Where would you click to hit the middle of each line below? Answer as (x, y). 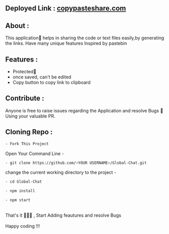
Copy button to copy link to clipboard (51, 82)
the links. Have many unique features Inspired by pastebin (66, 43)
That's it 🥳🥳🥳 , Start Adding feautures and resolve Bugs (63, 215)
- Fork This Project (27, 144)
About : (17, 26)
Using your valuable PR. (30, 116)
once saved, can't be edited (42, 77)
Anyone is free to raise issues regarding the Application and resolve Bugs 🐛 (84, 110)
